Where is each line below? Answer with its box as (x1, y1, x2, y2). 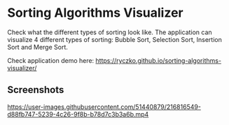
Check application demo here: (7, 56, 95, 64)
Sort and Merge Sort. (7, 43, 69, 51)
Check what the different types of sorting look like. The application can (7, 28, 212, 36)
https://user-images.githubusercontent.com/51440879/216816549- (7, 103, 202, 111)
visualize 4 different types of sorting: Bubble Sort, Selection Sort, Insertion (7, 35, 222, 43)
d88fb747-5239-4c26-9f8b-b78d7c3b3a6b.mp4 (7, 110, 149, 118)
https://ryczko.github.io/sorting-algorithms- (95, 56, 222, 64)
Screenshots (7, 84, 64, 96)
